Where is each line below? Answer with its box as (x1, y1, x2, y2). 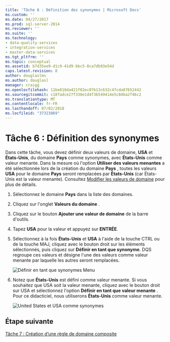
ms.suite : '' (5, 31, 33, 36)
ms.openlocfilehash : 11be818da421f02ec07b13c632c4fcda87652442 (5, 87, 142, 92)
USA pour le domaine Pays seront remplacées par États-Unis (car (5, 170, 143, 177)
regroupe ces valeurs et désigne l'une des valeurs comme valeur (12, 252, 148, 258)
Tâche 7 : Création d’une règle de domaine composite (5, 330, 117, 336)
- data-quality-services (5, 40, 58, 45)
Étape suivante (5, 317, 54, 326)
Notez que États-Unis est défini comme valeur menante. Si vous (12, 276, 147, 283)
